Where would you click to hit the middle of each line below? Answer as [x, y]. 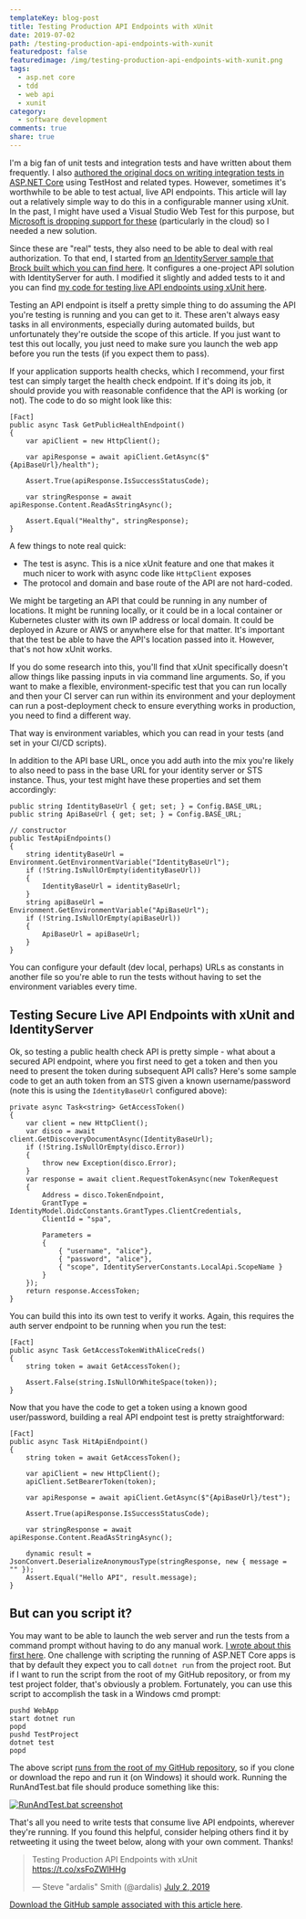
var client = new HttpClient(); [87, 1123]
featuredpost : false [49, 52]
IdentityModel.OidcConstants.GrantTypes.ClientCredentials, [126, 1211]
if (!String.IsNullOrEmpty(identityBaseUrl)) [114, 870]
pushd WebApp [34, 1710]
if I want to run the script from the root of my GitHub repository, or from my [150, 1674]
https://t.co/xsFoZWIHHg [79, 1869]
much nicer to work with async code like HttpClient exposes [137, 573]
